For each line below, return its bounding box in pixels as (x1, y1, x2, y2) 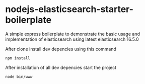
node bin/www (5, 74, 33, 79)
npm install (5, 55, 30, 61)
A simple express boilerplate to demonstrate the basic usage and (5, 31, 140, 37)
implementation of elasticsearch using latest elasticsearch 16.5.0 (5, 36, 139, 42)
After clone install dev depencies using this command (5, 46, 117, 52)
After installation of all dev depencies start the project (5, 64, 117, 70)
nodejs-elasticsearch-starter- (5, 4, 133, 15)
